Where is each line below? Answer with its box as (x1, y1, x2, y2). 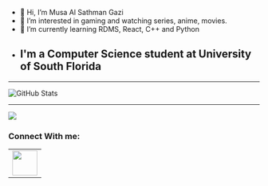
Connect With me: (8, 130, 81, 141)
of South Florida (19, 60, 102, 73)
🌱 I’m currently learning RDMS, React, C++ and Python (19, 25, 199, 33)
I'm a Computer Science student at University (19, 48, 252, 61)
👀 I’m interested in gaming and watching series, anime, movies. (19, 16, 227, 25)
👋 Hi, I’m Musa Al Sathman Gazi (19, 8, 124, 17)
